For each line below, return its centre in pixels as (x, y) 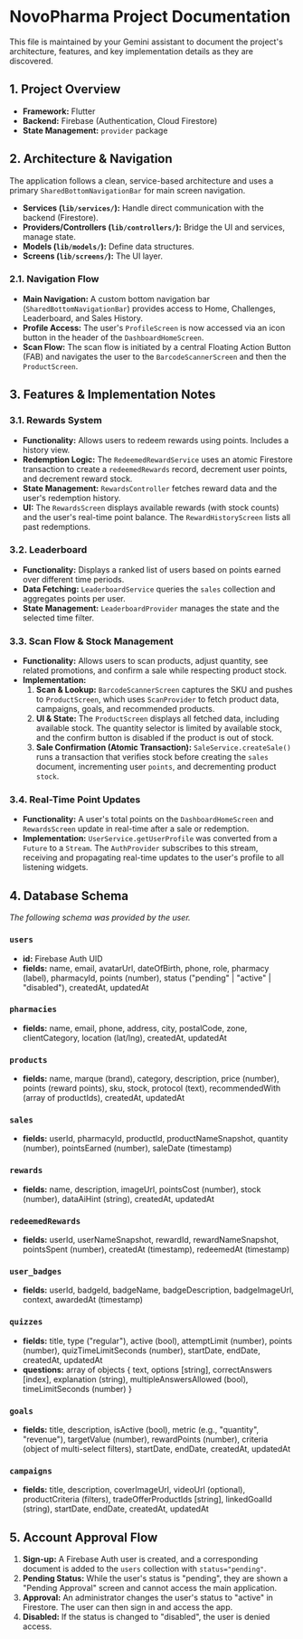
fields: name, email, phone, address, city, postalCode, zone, (135, 1028)
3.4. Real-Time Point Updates (75, 800)
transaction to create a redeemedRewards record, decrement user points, (155, 469)
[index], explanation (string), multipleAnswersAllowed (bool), (135, 1379)
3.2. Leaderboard (48, 550)
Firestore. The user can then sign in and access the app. (128, 1607)
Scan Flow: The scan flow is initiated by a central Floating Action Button (156, 346)
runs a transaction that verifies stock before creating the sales (152, 757)
